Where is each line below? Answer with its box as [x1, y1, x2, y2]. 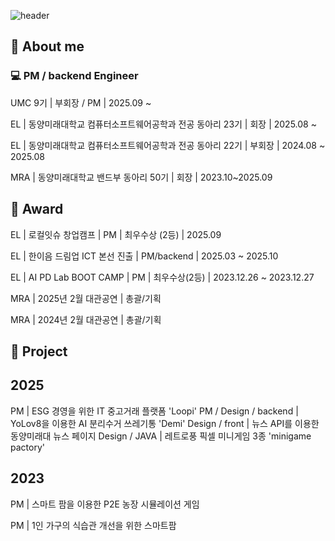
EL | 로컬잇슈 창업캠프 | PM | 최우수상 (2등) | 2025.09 [10, 228, 222, 240]
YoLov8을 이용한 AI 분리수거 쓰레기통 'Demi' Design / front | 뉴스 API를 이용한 [10, 417, 320, 429]
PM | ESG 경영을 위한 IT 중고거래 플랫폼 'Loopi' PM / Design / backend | [10, 405, 299, 417]
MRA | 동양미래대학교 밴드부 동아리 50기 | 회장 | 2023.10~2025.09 [10, 171, 273, 183]
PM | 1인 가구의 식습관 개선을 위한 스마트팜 [10, 519, 177, 531]
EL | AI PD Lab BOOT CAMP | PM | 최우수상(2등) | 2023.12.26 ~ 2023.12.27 [10, 271, 315, 283]
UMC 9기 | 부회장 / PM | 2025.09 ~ [10, 96, 152, 109]
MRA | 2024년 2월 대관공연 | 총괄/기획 [10, 313, 162, 325]
